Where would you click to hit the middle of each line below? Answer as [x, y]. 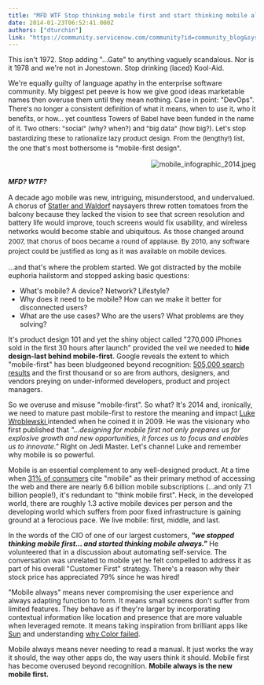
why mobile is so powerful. [52, 455]
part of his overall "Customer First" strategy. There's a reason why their [124, 569]
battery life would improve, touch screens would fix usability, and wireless [128, 223]
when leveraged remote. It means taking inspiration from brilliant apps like [128, 626]
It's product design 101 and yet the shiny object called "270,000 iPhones [125, 339]
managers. [26, 390]
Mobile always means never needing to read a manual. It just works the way [131, 650]
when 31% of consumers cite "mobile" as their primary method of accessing [132, 478]
